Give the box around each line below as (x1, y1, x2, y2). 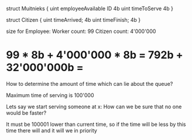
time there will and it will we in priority (6, 126, 98, 134)
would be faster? (6, 109, 47, 116)
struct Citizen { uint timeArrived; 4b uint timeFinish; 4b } (6, 16, 141, 23)
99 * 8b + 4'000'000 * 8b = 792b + (6, 48, 183, 62)
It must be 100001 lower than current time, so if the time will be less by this (6, 121, 186, 128)
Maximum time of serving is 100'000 (6, 91, 94, 99)
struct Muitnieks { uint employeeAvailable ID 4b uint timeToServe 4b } (6, 5, 174, 12)
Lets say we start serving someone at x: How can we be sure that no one (6, 103, 182, 110)
